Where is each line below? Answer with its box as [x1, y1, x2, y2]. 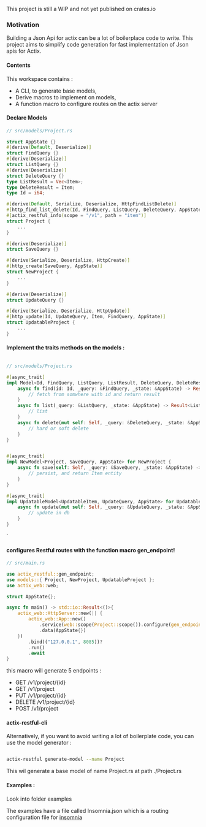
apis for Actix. [6, 47, 42, 55]
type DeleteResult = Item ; [6, 184, 75, 191]
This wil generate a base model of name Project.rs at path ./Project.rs [6, 768, 182, 775]
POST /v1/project [15, 705, 59, 712]
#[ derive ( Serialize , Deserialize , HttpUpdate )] [6, 308, 131, 314]
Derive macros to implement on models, [15, 93, 116, 101]
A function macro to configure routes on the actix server [15, 100, 158, 107]
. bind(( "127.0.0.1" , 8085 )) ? [28, 639, 103, 645]
